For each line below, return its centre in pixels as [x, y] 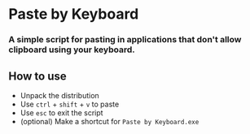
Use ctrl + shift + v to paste [70, 104]
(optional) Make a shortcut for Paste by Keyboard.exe [110, 121]
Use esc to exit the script [61, 112]
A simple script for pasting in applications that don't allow [125, 40]
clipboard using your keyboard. [72, 50]
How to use [37, 76]
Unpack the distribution [59, 95]
